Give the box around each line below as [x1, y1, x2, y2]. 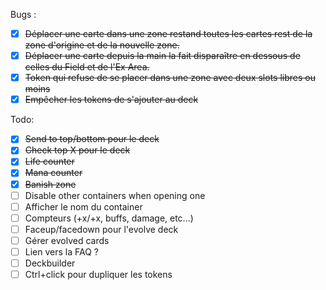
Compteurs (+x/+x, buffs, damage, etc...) [24, 212, 194, 224]
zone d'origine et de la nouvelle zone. [24, 39, 180, 51]
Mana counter [24, 167, 83, 179]
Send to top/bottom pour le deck [24, 133, 160, 145]
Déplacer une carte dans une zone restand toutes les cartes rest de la [24, 28, 313, 39]
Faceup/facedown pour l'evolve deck [24, 223, 179, 235]
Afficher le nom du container [24, 200, 143, 213]
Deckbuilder [24, 257, 76, 269]
